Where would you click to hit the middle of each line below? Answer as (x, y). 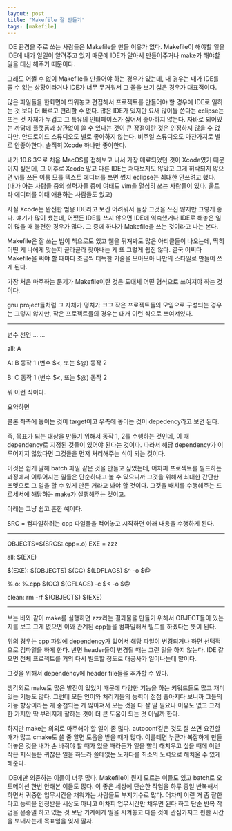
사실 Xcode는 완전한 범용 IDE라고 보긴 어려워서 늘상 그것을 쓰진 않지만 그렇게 (111, 209)
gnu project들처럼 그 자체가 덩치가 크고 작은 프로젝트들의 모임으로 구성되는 (108, 305)
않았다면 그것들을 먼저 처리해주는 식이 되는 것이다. (98, 454)
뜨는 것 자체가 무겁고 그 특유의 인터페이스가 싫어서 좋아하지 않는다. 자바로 (106, 120)
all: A (14, 349)
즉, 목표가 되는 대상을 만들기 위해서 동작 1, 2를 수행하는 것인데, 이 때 (98, 437)
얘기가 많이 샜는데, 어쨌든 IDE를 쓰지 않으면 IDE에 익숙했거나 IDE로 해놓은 (115, 218)
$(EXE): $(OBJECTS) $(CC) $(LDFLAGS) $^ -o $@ (79, 571)
